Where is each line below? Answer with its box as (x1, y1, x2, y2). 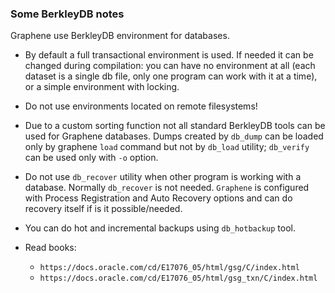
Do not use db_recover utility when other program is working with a (24, 171, 302, 183)
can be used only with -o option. (24, 152, 159, 164)
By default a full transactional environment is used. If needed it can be (24, 49, 314, 61)
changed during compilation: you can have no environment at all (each (24, 60, 316, 72)
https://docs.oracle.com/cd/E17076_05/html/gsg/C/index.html (39, 263, 300, 273)
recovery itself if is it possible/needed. (24, 203, 183, 215)
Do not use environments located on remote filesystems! (24, 100, 258, 112)
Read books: (24, 242, 77, 254)
